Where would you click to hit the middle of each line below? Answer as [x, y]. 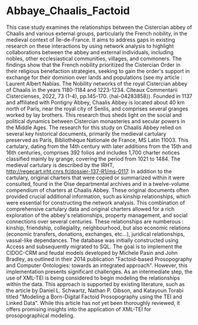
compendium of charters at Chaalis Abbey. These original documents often [98, 190]
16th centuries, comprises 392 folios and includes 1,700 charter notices [93, 152]
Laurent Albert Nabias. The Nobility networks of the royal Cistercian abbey [97, 83]
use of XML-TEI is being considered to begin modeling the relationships [93, 278]
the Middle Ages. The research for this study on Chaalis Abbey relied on [94, 127]
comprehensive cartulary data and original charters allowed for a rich [90, 209]
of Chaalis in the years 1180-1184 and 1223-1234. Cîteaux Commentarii [92, 90]
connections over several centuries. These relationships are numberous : [95, 221]
